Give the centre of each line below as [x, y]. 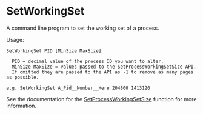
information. [22, 106]
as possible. [23, 77]
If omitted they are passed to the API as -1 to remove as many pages [103, 72]
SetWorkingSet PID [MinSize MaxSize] [54, 51]
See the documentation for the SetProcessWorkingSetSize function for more [101, 99]
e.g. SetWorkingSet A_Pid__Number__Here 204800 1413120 [78, 88]
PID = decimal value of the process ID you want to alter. [88, 61]
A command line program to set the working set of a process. [83, 28]
